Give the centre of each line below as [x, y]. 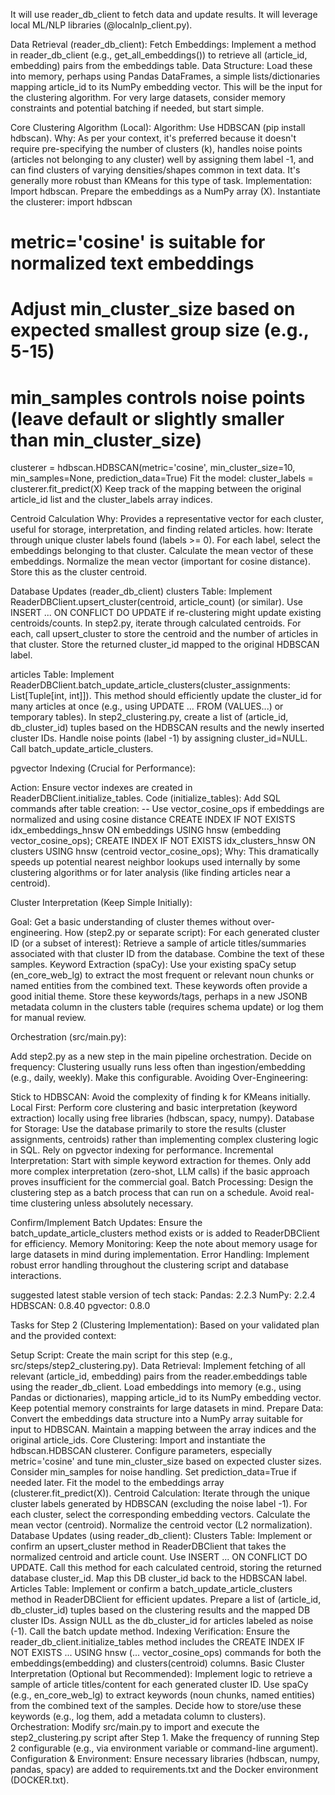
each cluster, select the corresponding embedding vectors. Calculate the [160, 1515]
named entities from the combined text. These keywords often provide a [159, 986]
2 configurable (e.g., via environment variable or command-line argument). [164, 1748]
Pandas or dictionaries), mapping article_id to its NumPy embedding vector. [166, 1398]
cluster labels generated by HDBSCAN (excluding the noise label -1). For [159, 1504]
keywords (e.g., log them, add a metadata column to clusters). [138, 1716]
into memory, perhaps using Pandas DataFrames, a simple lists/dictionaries [165, 76]
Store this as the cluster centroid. [78, 572]
